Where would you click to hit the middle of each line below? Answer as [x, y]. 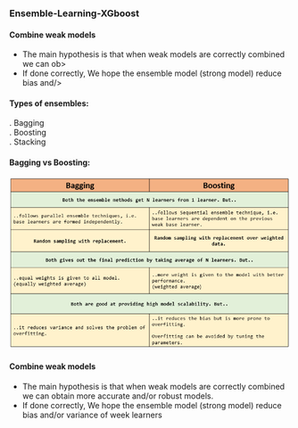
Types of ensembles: [49, 103]
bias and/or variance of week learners [92, 415]
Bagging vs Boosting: [50, 162]
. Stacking [28, 142]
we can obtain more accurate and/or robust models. [118, 396]
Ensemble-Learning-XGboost [74, 13]
